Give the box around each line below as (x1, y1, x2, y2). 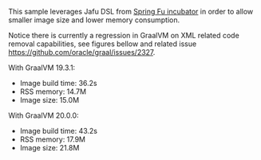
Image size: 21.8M (19, 143, 80, 152)
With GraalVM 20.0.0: (8, 111, 79, 120)
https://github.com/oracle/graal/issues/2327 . (8, 48, 156, 57)
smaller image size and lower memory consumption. (8, 15, 180, 25)
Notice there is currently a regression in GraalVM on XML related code (8, 31, 239, 40)
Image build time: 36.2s (19, 79, 97, 88)
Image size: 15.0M (19, 96, 80, 104)
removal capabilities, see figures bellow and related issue (8, 39, 197, 49)
